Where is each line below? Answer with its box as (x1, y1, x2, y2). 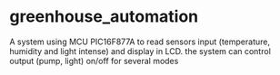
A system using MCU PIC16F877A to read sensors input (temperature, (9, 36, 271, 47)
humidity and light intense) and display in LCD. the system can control (9, 45, 271, 56)
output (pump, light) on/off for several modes (9, 55, 179, 66)
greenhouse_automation (9, 6, 199, 27)
